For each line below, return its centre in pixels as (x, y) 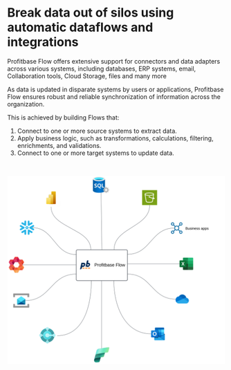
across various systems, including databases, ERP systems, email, (102, 68)
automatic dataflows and (80, 27)
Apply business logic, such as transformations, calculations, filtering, (115, 138)
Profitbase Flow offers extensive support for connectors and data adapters (114, 61)
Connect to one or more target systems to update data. (95, 153)
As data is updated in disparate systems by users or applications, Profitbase (115, 89)
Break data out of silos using (91, 13)
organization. (26, 104)
